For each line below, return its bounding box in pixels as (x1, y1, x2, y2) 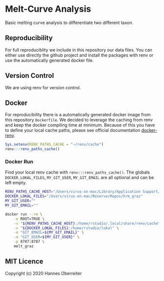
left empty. (5, 180, 27, 186)
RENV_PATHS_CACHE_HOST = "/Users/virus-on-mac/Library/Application (5, 189, 141, 194)
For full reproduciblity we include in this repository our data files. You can (5, 47, 153, 52)
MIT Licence (5, 257, 43, 266)
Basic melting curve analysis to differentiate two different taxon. (5, 20, 133, 26)
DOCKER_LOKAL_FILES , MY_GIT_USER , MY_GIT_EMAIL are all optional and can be (5, 175, 154, 180)
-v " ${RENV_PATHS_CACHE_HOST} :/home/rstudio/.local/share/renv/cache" (14, 221, 161, 226)
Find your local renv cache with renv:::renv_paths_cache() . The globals (5, 169, 150, 175)
